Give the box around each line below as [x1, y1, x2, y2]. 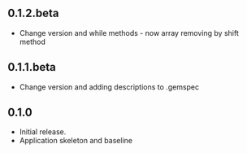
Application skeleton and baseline [19, 136, 133, 146]
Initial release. [19, 127, 67, 137]
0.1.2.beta [7, 7, 59, 20]
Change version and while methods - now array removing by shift [19, 28, 239, 37]
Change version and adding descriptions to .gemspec [19, 81, 200, 92]
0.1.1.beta [7, 60, 56, 74]
